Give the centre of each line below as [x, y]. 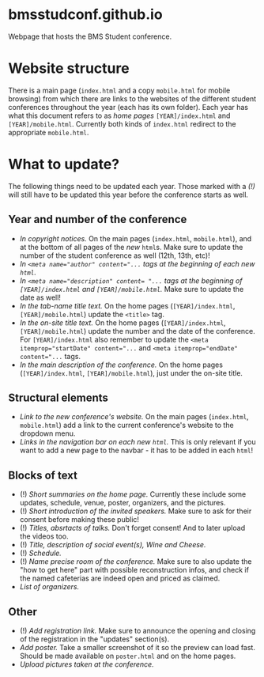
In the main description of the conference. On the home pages [121, 365]
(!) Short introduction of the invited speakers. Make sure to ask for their [136, 511]
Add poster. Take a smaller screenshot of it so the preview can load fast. [137, 648]
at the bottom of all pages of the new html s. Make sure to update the [131, 247]
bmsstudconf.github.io [86, 15]
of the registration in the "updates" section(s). [94, 639]
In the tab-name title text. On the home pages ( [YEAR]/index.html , [127, 305]
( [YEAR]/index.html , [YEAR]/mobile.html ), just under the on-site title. [131, 373]
